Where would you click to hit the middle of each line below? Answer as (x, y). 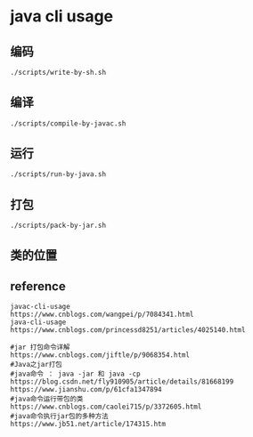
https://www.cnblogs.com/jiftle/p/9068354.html (100, 355)
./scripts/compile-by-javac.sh (68, 123)
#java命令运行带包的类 (47, 399)
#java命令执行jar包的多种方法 (60, 417)
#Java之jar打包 (36, 365)
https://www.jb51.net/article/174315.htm (88, 425)
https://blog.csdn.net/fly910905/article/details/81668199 (122, 382)
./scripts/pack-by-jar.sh (58, 226)
